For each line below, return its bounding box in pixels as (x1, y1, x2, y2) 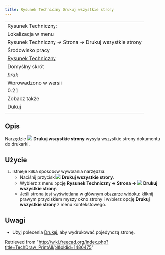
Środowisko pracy (7, 47, 50, 54)
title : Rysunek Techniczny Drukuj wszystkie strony (5, 7, 114, 12)
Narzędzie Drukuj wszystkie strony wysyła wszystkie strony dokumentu (5, 136, 160, 142)
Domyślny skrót (7, 63, 44, 70)
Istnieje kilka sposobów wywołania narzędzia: (12, 169, 106, 174)
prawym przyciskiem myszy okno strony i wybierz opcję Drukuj (19, 196, 150, 202)
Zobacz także (7, 95, 40, 102)
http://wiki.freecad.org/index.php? (38, 239, 109, 245)
